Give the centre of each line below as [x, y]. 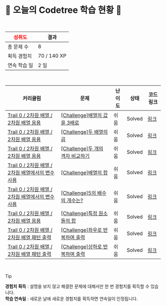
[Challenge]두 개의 [82, 149]
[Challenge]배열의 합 [84, 172]
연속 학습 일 [21, 65]
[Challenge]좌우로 [82, 230]
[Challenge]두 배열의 [84, 132]
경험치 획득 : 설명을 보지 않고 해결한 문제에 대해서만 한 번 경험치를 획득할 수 [77, 286]
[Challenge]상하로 [82, 246]
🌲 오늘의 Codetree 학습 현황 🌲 [63, 10]
